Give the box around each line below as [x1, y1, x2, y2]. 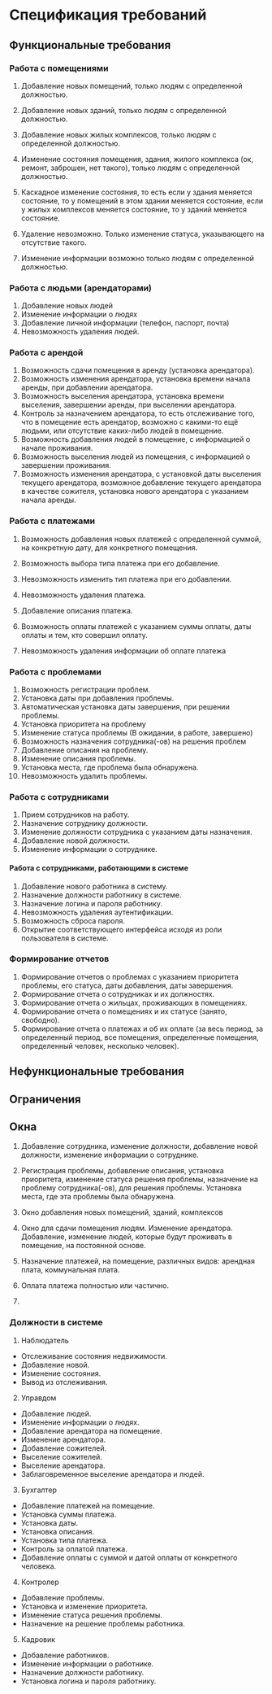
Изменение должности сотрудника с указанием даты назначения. [20, 827, 253, 837]
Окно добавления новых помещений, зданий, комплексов [20, 1207, 223, 1217]
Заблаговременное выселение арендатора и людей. [20, 1469, 205, 1478]
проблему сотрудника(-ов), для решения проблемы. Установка [20, 1183, 242, 1193]
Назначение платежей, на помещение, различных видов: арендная [20, 1256, 255, 1266]
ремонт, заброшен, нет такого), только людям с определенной [20, 163, 240, 172]
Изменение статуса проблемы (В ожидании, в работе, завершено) [20, 728, 253, 738]
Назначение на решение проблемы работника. [20, 1618, 185, 1628]
